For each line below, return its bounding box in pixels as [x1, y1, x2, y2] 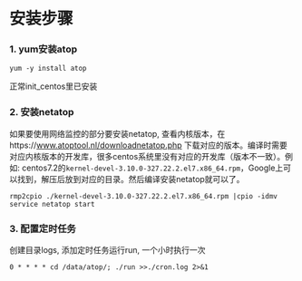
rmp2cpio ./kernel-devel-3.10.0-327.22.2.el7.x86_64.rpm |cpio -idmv [9, 191, 278, 200]
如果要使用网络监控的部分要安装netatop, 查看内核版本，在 [9, 128, 226, 139]
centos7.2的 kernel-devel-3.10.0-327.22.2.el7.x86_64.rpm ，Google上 [21, 162, 284, 173]
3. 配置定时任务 [9, 222, 77, 235]
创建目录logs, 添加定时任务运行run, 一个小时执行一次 [9, 245, 206, 256]
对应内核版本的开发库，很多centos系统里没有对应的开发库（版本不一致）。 [9, 150, 286, 161]
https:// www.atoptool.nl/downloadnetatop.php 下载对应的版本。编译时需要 [9, 140, 288, 150]
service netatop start [9, 199, 95, 208]
